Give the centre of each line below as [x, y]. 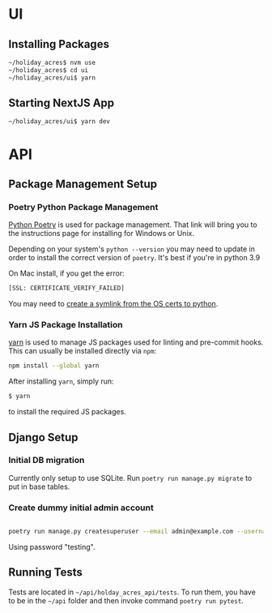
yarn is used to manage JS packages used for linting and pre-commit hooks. [136, 342]
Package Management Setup [83, 184]
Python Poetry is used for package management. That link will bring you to [133, 225]
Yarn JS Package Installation [66, 324]
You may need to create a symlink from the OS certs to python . [113, 304]
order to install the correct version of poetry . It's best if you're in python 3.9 [134, 258]
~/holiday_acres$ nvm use [52, 62]
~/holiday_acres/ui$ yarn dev [59, 122]
